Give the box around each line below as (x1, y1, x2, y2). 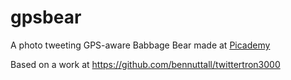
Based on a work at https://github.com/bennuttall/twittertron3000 (10, 58, 281, 70)
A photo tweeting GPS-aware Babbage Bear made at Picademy (10, 39, 271, 51)
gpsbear (10, 6, 82, 29)
